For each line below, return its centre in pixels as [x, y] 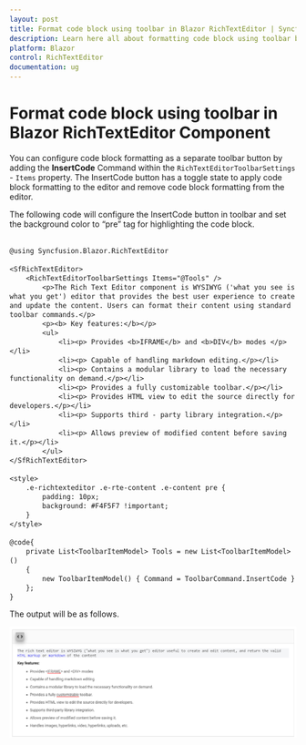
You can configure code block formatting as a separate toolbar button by [146, 158]
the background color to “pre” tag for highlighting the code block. [132, 224]
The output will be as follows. [65, 614]
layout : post [34, 19]
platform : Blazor [42, 48]
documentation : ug [44, 67]
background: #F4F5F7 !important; [106, 505]
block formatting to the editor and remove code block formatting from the [147, 187]
